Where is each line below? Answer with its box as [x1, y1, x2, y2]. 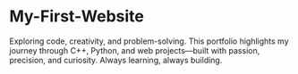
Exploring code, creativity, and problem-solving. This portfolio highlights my [9, 36, 289, 46]
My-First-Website [9, 6, 145, 27]
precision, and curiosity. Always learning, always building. [9, 54, 223, 65]
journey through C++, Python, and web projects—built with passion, [9, 45, 260, 55]
